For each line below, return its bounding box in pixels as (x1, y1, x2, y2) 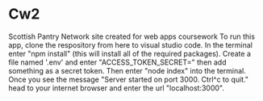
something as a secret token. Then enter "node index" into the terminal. (8, 65, 246, 75)
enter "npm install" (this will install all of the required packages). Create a (8, 48, 252, 58)
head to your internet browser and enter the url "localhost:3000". (8, 82, 224, 93)
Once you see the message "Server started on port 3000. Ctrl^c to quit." (8, 74, 248, 84)
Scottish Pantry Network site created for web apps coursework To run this (8, 32, 256, 41)
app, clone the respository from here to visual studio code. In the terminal (8, 40, 253, 49)
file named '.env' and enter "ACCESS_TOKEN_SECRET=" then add (8, 57, 228, 67)
